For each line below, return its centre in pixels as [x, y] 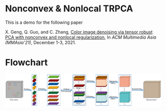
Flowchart [27, 63]
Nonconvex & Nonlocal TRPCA [69, 9]
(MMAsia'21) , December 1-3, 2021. [41, 42]
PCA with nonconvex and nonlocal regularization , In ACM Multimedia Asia [81, 37]
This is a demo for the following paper [44, 22]
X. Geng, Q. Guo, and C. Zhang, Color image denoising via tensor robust [79, 32]
